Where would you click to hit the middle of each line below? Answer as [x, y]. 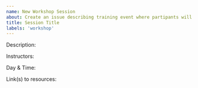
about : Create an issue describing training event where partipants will [99, 17]
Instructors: [20, 56]
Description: [21, 45]
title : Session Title [33, 22]
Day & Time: [21, 68]
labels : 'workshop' [30, 28]
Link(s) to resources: [31, 79]
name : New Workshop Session [41, 12]
